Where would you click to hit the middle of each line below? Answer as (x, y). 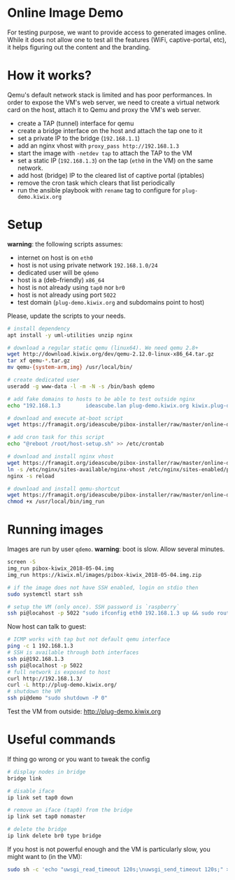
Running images (55, 530)
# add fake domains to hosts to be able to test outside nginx (101, 399)
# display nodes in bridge (47, 771)
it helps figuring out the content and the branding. (79, 47)
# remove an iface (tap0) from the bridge (70, 810)
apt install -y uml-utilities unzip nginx (70, 335)
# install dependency (39, 328)
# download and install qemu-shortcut (64, 489)
